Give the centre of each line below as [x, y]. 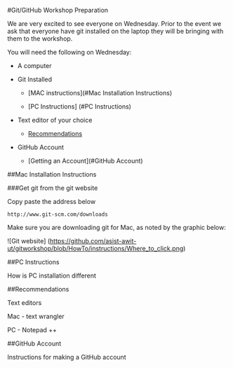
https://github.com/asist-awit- [93, 241]
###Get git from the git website [53, 188]
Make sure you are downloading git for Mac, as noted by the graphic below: [116, 227]
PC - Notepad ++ [32, 330]
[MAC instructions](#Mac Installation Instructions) [100, 93]
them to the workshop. [40, 39]
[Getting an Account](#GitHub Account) [85, 161]
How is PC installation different [52, 275]
